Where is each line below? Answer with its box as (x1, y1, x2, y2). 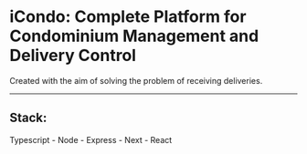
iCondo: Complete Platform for (9, 6, 247, 27)
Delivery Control (9, 46, 137, 66)
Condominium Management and (9, 26, 259, 46)
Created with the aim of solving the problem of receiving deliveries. (9, 75, 263, 86)
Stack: (9, 110, 48, 126)
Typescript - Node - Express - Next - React (9, 134, 173, 145)
